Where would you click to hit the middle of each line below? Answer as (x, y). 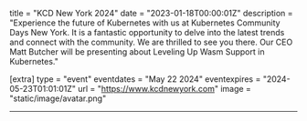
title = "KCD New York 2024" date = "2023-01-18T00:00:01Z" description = (152, 13)
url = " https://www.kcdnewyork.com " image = (164, 89)
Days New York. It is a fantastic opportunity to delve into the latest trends (147, 32)
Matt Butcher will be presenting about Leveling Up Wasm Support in (137, 52)
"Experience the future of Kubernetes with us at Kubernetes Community (145, 23)
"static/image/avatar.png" (58, 98)
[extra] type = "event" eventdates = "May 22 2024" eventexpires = (135, 79)
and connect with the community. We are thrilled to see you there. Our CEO (151, 42)
